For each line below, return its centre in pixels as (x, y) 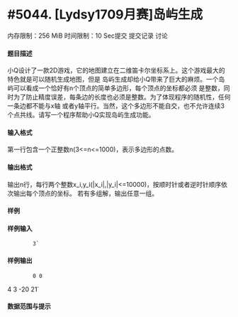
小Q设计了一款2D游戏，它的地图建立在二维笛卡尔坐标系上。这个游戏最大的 (116, 70)
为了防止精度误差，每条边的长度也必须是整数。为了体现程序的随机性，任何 (122, 97)
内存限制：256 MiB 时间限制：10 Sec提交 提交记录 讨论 (88, 36)
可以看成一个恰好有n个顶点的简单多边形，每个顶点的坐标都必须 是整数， (119, 88)
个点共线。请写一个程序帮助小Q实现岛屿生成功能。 (81, 115)
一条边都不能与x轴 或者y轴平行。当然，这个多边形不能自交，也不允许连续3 (116, 106)
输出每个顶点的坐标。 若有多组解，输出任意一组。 (85, 193)
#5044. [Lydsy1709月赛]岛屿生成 (105, 15)
